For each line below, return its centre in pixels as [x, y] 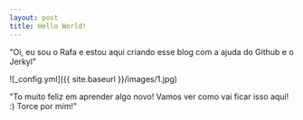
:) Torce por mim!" [43, 106]
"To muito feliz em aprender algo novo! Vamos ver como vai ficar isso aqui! [149, 97]
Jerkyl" [23, 61]
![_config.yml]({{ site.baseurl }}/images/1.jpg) [94, 78]
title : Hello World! [48, 26]
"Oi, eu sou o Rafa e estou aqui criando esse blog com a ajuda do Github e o [151, 51]
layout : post [34, 18]
